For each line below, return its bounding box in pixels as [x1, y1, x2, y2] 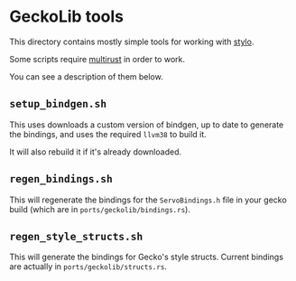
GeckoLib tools [9, 6, 125, 27]
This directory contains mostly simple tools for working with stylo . [9, 36, 254, 47]
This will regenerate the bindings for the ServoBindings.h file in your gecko [9, 194, 287, 205]
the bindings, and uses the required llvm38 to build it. [9, 128, 208, 139]
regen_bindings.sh [9, 173, 113, 186]
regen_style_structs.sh [9, 229, 143, 243]
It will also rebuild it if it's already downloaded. [9, 146, 182, 157]
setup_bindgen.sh [9, 98, 106, 110]
